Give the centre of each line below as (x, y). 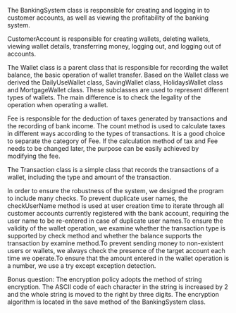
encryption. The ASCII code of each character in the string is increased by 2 (118, 287)
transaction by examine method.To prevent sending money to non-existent (116, 243)
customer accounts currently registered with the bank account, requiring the (118, 213)
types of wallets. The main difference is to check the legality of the (104, 97)
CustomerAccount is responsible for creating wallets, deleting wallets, (108, 39)
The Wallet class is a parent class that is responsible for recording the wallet (118, 67)
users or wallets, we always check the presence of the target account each (116, 251)
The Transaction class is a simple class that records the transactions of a (113, 170)
